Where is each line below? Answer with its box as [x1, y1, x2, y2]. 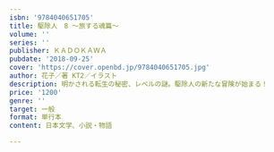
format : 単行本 [9, 113, 62, 122]
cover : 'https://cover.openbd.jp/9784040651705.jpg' [9, 63, 210, 72]
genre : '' [9, 96, 47, 106]
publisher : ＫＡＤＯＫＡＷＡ [9, 46, 107, 55]
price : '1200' [9, 88, 63, 97]
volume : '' [9, 30, 50, 38]
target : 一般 [9, 105, 56, 114]
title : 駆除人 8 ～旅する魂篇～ [9, 21, 119, 30]
